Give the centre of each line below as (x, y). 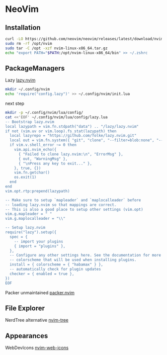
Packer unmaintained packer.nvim (40, 292)
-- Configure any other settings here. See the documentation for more (85, 255)
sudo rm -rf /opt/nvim (29, 43)
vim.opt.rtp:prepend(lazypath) (38, 191)
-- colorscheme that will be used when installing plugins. (73, 260)
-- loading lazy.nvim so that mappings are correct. (61, 205)
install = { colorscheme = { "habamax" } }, (56, 265)
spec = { (19, 237)
